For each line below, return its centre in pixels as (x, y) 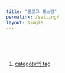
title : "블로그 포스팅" (32, 11)
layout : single (25, 22)
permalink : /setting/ (33, 17)
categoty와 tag (33, 64)
